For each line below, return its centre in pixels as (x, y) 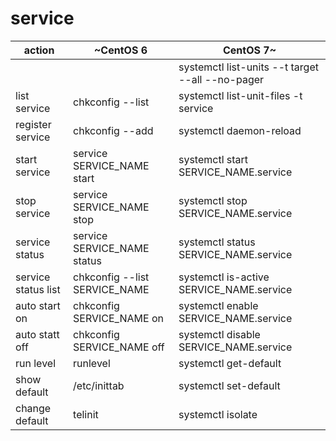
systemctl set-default (229, 385)
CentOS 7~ (250, 50)
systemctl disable (219, 334)
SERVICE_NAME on (118, 318)
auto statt (37, 334)
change (33, 408)
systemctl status (217, 242)
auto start (38, 305)
